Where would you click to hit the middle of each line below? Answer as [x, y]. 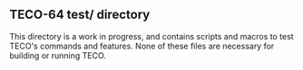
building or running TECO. [58, 55]
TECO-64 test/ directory [80, 15]
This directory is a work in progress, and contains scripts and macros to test [151, 36]
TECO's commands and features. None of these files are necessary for [142, 46]
